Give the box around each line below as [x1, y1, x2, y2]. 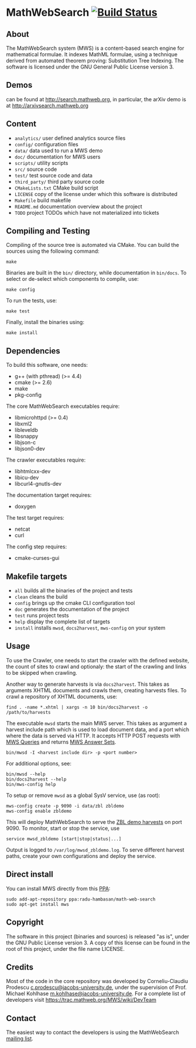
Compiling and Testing [6, 226, 91, 236]
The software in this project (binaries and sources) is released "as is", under [6, 933, 190, 940]
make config [6, 287, 35, 293]
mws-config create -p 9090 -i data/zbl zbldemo [6, 803, 125, 809]
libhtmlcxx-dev [14, 468, 51, 475]
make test [6, 308, 30, 314]
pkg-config [14, 391, 42, 398]
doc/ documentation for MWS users [14, 153, 101, 160]
